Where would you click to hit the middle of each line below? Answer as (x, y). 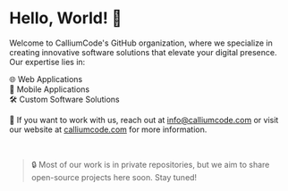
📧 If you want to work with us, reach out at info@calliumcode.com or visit (144, 120)
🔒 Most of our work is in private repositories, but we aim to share (150, 164)
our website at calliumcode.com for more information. (108, 129)
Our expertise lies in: (47, 62)
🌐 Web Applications (46, 79)
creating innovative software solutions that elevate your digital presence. (143, 52)
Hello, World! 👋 (66, 18)
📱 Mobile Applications (50, 89)
